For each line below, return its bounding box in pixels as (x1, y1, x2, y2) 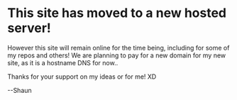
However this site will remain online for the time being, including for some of (7, 43, 230, 52)
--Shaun (7, 86, 32, 94)
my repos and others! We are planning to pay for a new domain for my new (7, 51, 226, 60)
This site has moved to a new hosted (7, 5, 227, 21)
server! (7, 20, 52, 36)
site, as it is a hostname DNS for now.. (7, 58, 118, 67)
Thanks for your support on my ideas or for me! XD (7, 72, 157, 81)
